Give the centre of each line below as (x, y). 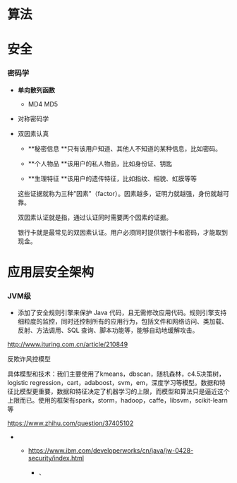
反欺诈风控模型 (29, 359)
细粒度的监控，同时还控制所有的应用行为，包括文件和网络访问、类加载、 (122, 322)
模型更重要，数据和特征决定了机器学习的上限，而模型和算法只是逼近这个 (124, 391)
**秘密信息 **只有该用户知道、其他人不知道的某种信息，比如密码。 (125, 148)
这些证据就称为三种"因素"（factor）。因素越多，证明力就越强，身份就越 (120, 193)
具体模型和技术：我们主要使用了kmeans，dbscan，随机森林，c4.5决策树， (116, 374)
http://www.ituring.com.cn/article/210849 (68, 344)
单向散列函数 (36, 90)
